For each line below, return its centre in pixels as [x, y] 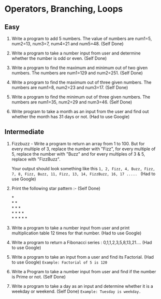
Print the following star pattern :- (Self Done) [56, 188]
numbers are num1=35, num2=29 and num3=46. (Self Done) [72, 102]
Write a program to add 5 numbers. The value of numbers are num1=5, [81, 38]
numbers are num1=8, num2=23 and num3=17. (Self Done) [70, 88]
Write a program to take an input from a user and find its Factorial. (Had [83, 257]
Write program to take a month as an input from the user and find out [80, 111]
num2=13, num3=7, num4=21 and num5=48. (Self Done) [67, 44]
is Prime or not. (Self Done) [39, 277]
